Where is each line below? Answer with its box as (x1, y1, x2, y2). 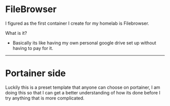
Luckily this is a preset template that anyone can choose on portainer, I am (5, 84, 160, 90)
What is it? (5, 30, 27, 36)
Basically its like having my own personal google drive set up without (12, 39, 156, 46)
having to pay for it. (12, 45, 54, 51)
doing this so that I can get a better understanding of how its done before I (5, 89, 160, 95)
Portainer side (5, 68, 66, 79)
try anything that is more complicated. (5, 95, 84, 101)
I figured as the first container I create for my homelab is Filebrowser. (5, 20, 149, 26)
